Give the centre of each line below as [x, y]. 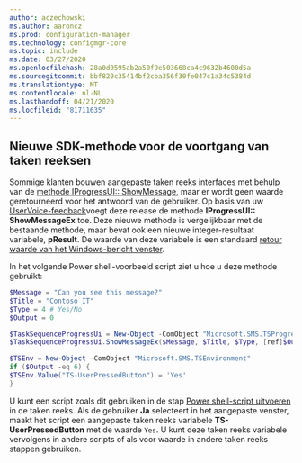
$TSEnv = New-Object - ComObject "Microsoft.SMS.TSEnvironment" [130, 359]
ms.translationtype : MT [54, 85]
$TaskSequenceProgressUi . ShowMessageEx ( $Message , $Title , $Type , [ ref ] [146, 342]
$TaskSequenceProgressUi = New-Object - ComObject [104, 334]
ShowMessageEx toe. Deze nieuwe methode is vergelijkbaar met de [136, 221]
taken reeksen [50, 160]
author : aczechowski [48, 18]
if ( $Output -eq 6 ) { [50, 367]
